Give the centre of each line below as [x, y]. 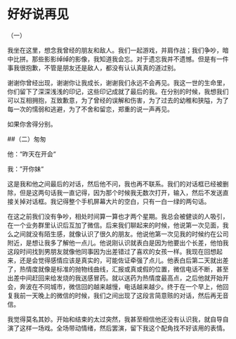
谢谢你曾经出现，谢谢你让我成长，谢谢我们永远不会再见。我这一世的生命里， [118, 82]
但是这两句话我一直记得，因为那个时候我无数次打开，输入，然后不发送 [121, 192]
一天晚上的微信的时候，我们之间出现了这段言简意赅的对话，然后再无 [124, 295]
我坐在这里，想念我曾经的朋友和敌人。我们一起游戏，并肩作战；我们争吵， [115, 50]
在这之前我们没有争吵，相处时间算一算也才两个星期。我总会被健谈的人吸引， [118, 216]
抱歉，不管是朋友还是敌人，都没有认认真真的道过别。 [103, 68]
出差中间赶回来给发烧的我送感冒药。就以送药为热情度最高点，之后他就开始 [115, 278]
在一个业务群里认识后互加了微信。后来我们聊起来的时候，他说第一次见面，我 [118, 225]
